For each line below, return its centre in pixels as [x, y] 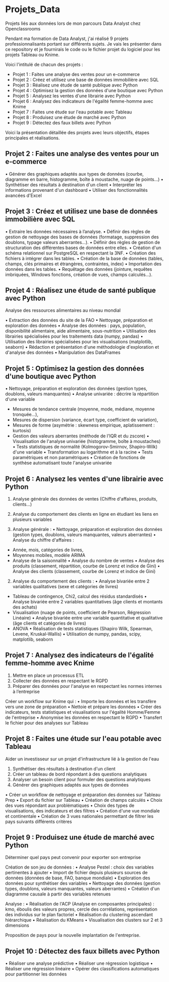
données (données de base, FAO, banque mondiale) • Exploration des [78, 878]
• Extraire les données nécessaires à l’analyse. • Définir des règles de [78, 231]
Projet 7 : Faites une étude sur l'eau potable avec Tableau [72, 112]
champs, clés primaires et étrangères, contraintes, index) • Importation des [83, 264]
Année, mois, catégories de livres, [48, 550]
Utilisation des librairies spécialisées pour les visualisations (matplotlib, [79, 342]
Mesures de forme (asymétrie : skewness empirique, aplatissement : [83, 425]
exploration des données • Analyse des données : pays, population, [76, 325]
